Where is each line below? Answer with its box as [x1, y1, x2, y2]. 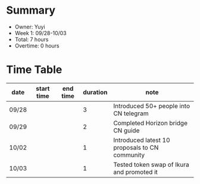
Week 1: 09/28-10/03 [14, 29, 67, 36]
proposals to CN [112, 143, 159, 151]
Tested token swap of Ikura [112, 160, 189, 169]
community [112, 151, 145, 159]
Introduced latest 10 [112, 136, 171, 144]
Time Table [6, 63, 62, 77]
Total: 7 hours [14, 36, 49, 43]
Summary [6, 4, 55, 17]
